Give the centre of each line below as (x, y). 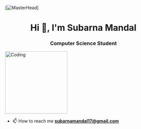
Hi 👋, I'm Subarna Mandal (83, 28)
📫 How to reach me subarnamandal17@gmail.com (66, 121)
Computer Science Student (83, 43)
